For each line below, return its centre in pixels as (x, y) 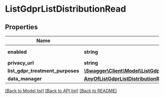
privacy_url (21, 63)
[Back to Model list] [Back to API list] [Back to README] (61, 91)
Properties (21, 27)
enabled (17, 52)
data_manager (25, 79)
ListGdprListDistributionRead (66, 9)
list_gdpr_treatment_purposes (43, 71)
